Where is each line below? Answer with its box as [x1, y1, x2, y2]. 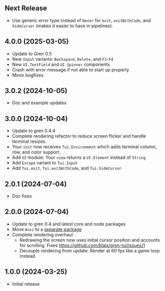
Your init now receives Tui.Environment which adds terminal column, [12, 144, 157, 150]
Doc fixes [12, 193, 32, 199]
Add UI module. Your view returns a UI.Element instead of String [12, 154, 146, 160]
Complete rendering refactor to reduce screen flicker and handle [12, 133, 146, 139]
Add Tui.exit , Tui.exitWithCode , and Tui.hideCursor [12, 165, 122, 171]
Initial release [12, 281, 40, 287]
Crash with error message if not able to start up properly [12, 66, 129, 72]
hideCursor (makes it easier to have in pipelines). [12, 23, 114, 29]
